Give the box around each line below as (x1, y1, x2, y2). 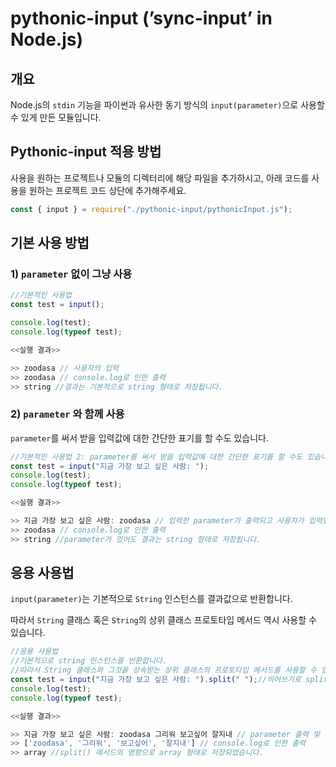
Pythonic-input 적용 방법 (10, 143, 162, 161)
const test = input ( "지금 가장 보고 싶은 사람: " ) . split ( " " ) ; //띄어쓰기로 (10, 675, 302, 685)
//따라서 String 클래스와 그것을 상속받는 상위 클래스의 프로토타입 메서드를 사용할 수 (10, 665, 317, 676)
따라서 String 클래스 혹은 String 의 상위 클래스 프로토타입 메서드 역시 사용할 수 (10, 614, 317, 626)
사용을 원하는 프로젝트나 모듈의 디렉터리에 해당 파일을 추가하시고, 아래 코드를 (10, 172, 310, 184)
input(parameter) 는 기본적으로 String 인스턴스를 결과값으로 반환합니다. (10, 593, 293, 605)
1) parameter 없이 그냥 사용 (10, 267, 133, 281)
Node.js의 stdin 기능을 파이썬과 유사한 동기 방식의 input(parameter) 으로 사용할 (10, 99, 325, 111)
